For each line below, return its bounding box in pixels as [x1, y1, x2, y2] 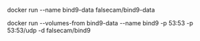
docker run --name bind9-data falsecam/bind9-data [7, 6, 155, 14]
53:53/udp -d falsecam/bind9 [7, 27, 91, 34]
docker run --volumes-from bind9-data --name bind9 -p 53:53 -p [7, 19, 194, 27]
